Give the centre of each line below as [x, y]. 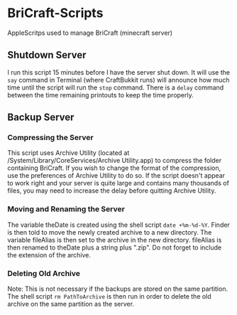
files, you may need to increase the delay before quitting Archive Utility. [112, 191]
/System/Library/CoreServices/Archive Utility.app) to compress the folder [115, 161]
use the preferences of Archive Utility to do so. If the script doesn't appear [116, 176]
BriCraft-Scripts [55, 13]
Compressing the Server [50, 138]
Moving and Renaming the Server [66, 209]
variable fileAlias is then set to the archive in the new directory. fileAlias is [115, 240]
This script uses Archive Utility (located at [68, 153]
